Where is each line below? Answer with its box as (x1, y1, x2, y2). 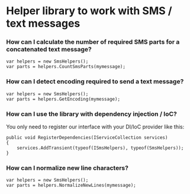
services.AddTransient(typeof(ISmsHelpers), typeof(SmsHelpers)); (17, 145, 184, 151)
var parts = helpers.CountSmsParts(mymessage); (6, 64, 126, 70)
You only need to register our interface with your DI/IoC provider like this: (6, 123, 185, 131)
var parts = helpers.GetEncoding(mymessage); (6, 96, 120, 102)
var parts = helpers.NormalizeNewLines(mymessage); (6, 182, 136, 189)
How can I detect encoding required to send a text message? (6, 77, 184, 86)
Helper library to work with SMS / (6, 4, 173, 18)
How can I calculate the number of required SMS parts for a (6, 38, 180, 46)
